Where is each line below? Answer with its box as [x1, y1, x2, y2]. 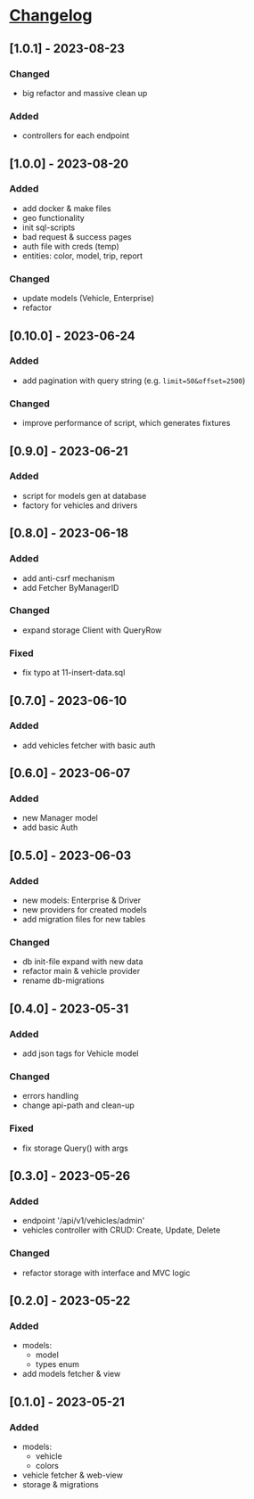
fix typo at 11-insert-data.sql [21, 668, 126, 678]
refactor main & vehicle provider [21, 966, 141, 977]
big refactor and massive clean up [21, 87, 148, 98]
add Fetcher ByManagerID [21, 582, 119, 593]
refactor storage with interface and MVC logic [21, 1267, 191, 1278]
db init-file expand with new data [21, 956, 143, 967]
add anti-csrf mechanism [21, 572, 116, 584]
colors [35, 1461, 60, 1471]
